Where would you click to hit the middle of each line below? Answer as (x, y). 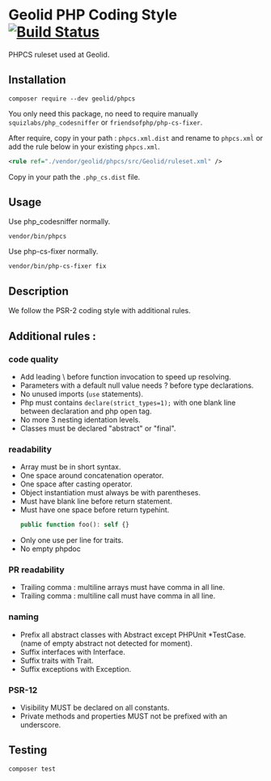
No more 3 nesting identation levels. (80, 419)
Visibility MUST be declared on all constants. (95, 707)
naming (23, 617)
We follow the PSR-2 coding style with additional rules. (100, 311)
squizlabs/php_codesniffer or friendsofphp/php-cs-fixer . (106, 122)
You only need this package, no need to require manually (103, 113)
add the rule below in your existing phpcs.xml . (84, 146)
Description (38, 291)
